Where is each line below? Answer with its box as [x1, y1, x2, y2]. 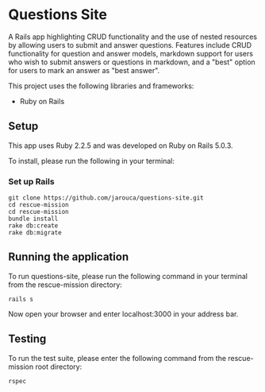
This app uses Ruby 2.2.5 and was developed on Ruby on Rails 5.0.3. [8, 141, 233, 150]
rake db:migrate [8, 229, 62, 237]
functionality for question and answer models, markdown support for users [8, 49, 254, 58]
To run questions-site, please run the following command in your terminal [8, 271, 248, 281]
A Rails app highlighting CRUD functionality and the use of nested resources [8, 32, 258, 41]
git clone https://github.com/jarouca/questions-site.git [8, 194, 204, 202]
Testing [8, 332, 47, 346]
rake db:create [8, 222, 59, 230]
